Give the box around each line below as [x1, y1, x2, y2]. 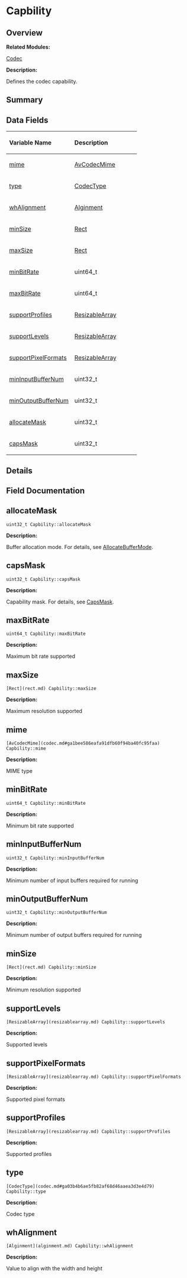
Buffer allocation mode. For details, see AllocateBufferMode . [6, 543, 154, 550]
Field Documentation [6, 486, 85, 496]
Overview [6, 28, 43, 38]
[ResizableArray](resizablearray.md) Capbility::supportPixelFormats [6, 1074, 182, 1080]
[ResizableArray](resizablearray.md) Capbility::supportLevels [6, 1019, 166, 1025]
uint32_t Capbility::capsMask [6, 576, 81, 582]
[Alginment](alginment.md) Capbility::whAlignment [6, 1243, 134, 1249]
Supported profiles [6, 1150, 52, 1157]
